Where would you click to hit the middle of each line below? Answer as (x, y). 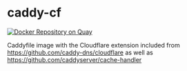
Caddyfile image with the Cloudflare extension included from (94, 45)
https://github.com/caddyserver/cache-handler (75, 59)
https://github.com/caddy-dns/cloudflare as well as (80, 52)
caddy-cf (35, 13)
